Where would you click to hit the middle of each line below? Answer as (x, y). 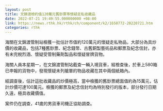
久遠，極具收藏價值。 (26, 93)
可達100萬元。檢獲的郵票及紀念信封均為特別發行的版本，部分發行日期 (87, 87)
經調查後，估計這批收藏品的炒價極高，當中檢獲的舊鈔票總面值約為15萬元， (79, 81)
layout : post (18, 9)
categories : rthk (23, 28)
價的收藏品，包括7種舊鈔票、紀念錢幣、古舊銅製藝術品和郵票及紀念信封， (78, 48)
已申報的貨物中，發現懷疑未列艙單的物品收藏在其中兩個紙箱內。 (69, 71)
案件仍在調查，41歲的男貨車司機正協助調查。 (50, 104)
